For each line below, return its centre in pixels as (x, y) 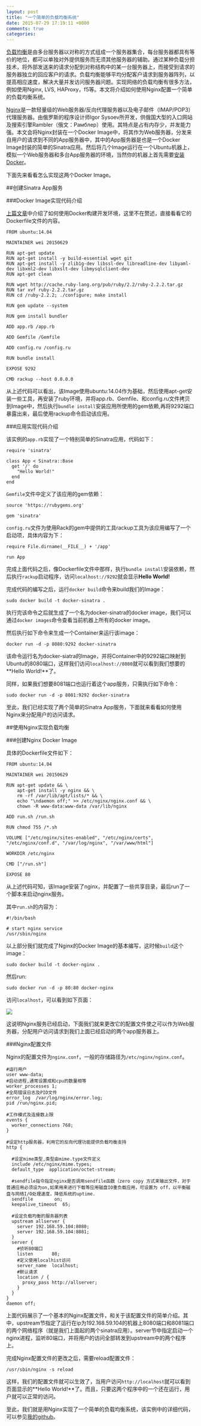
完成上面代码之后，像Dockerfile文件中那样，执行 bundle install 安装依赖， (98, 569)
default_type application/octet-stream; (64, 1170)
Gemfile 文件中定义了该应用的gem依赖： (55, 494)
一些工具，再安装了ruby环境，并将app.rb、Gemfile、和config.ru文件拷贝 (100, 399)
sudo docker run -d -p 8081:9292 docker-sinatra (68, 695)
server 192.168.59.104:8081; (53, 1232)
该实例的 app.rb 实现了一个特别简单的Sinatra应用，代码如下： (81, 440)
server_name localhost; (48, 1266)
